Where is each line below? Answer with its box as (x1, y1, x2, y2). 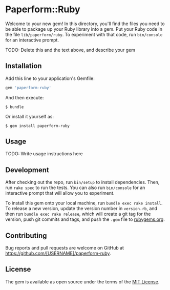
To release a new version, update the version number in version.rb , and (5, 205, 158, 212)
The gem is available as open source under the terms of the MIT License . (5, 278, 160, 285)
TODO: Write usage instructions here (5, 151, 83, 157)
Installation (5, 61, 42, 70)
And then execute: (5, 94, 44, 100)
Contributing (5, 231, 47, 240)
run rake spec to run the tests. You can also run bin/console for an (5, 184, 145, 191)
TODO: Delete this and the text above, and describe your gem (5, 47, 136, 53)
